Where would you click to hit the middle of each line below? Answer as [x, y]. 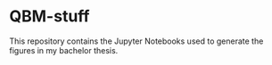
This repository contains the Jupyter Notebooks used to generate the [136, 41]
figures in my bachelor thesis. [64, 50]
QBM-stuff [49, 16]
